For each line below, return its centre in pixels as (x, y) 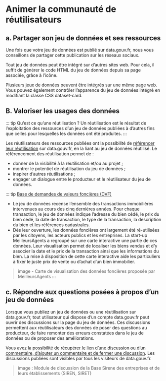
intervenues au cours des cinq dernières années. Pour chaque (76, 209)
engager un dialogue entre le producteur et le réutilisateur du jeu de (82, 179)
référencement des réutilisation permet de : (50, 154)
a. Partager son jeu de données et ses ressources (83, 38)
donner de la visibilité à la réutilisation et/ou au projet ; (68, 163)
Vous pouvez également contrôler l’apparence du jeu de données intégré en (83, 90)
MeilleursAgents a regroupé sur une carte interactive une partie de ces (85, 240)
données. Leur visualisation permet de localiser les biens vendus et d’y (85, 246)
